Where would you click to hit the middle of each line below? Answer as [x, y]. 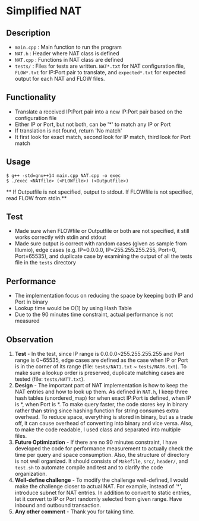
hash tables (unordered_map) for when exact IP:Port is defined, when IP [103, 398]
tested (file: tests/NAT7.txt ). [50, 379]
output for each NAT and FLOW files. [60, 79]
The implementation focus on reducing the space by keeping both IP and [104, 296]
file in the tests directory [45, 263]
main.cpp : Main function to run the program [68, 47]
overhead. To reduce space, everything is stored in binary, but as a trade [104, 417]
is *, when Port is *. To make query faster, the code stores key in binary [101, 405]
